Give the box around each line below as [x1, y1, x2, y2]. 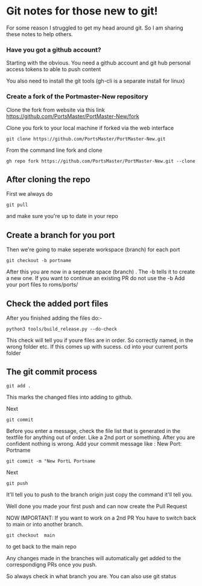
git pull [6, 202, 28, 208]
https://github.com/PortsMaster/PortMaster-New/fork [6, 113, 140, 120]
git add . [6, 382, 31, 389]
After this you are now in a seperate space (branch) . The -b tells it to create [6, 268, 195, 275]
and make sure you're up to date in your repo [6, 213, 119, 220]
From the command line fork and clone [6, 146, 103, 154]
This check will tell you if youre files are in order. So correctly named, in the [6, 336, 194, 344]
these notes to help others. [6, 30, 74, 37]
